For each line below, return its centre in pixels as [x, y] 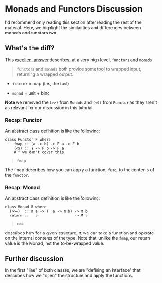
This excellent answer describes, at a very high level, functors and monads [79, 60]
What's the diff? [30, 48]
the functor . [17, 175]
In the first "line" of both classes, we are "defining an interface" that [73, 270]
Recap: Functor [24, 120]
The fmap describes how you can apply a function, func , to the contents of [80, 170]
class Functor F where [28, 140]
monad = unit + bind [31, 93]
